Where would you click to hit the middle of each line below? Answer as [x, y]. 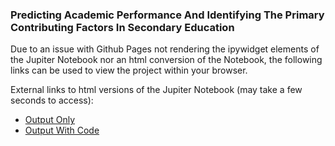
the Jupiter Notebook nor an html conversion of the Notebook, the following [166, 60]
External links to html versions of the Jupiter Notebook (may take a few [156, 90]
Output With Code [62, 130]
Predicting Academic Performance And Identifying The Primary [167, 15]
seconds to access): [52, 100]
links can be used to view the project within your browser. [129, 70]
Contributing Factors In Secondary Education [122, 27]
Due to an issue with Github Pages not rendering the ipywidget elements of [165, 49]
